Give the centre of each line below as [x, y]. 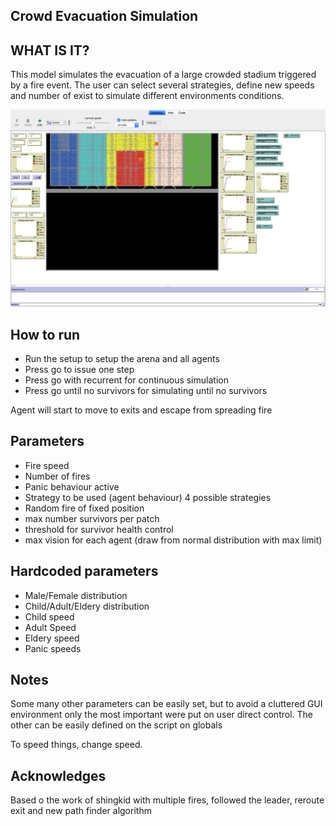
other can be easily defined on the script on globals [116, 725]
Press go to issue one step [79, 370]
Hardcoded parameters [84, 571]
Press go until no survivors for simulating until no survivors [146, 391]
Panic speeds [53, 648]
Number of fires [57, 476]
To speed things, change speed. [76, 745]
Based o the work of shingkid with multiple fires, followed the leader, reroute [167, 800]
